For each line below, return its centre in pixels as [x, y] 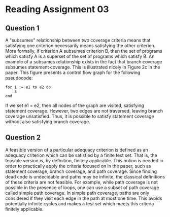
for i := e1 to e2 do [28, 87]
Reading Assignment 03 [57, 9]
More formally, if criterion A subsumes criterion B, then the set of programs [84, 51]
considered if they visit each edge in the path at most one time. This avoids [84, 198]
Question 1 [22, 28]
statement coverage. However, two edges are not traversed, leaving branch [84, 111]
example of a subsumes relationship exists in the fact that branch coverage [84, 62]
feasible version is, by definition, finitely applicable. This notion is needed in [84, 160]
